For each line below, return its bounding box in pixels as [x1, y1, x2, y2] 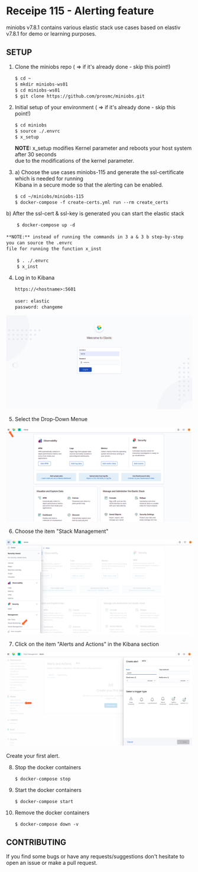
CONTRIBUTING [6, 837, 67, 847]
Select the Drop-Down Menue [14, 415, 87, 422]
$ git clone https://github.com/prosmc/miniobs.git [14, 93, 145, 99]
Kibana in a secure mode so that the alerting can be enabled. [14, 181, 164, 188]
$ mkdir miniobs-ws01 [14, 81, 68, 87]
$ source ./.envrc [14, 128, 60, 134]
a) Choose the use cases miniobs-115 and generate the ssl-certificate [14, 168, 184, 176]
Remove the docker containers [14, 809, 90, 816]
